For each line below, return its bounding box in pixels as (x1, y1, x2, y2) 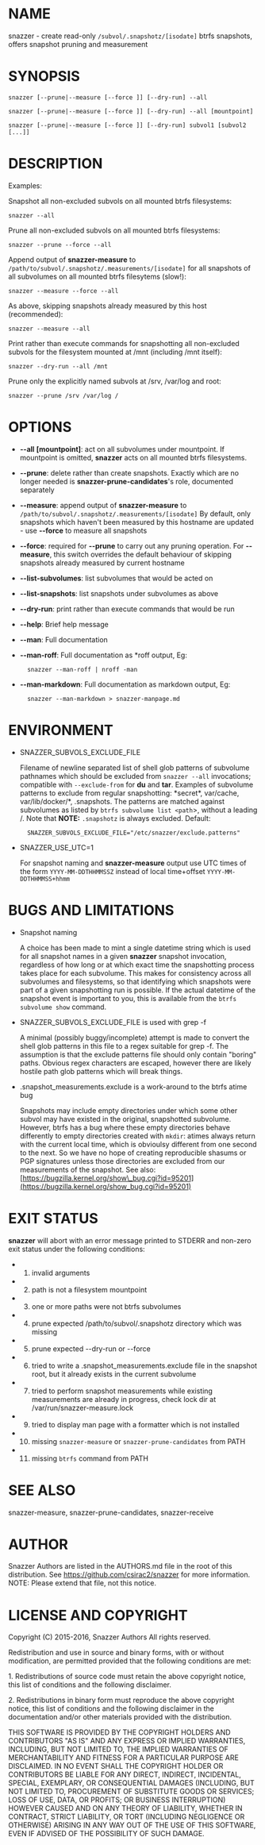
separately (19, 485, 55, 495)
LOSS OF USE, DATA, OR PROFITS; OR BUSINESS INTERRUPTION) (8, 1795, 226, 1805)
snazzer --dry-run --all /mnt (8, 362, 109, 370)
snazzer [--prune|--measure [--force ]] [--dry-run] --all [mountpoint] (8, 107, 254, 115)
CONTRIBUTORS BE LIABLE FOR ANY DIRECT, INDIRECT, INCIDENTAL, (8, 1770, 242, 1779)
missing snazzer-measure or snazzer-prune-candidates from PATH (31, 1436, 246, 1446)
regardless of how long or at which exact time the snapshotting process (19, 960, 255, 969)
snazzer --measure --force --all (8, 287, 119, 295)
